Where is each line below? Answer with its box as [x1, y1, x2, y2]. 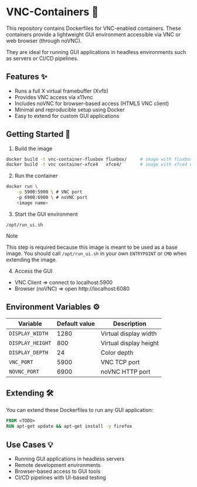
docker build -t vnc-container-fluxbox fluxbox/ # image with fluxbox [6, 156, 193, 162]
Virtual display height [100, 339, 159, 347]
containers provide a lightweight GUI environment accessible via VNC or [6, 31, 181, 38]
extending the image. [6, 256, 57, 263]
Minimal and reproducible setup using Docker [14, 106, 125, 113]
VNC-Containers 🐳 [6, 5, 98, 19]
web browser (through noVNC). [6, 37, 82, 44]
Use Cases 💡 [6, 439, 54, 449]
